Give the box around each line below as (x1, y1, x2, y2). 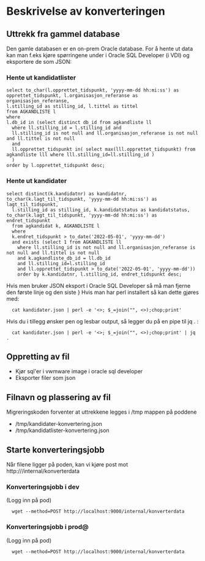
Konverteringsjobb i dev (6, 482, 80, 491)
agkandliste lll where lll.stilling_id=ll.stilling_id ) (6, 152, 155, 158)
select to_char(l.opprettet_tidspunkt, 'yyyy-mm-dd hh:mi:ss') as (6, 87, 179, 93)
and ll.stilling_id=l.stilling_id (17, 260, 105, 266)
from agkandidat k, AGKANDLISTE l (12, 223, 100, 229)
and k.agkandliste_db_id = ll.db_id (17, 255, 111, 261)
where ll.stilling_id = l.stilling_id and (12, 125, 122, 131)
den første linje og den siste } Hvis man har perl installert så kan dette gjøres (6, 288, 199, 296)
